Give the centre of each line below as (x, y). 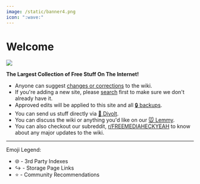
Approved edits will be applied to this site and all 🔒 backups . (88, 105)
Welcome (30, 47)
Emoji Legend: (24, 150)
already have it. (34, 98)
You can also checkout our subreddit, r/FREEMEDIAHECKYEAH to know (102, 126)
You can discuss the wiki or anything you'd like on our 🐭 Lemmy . (95, 120)
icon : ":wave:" (25, 17)
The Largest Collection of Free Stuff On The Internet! (73, 74)
